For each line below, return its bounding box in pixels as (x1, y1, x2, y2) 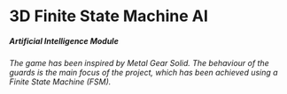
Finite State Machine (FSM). (9, 76, 112, 87)
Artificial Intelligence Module (9, 35, 120, 46)
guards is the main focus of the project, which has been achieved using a (9, 68, 278, 78)
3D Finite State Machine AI (9, 6, 208, 26)
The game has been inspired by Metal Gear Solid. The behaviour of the (9, 58, 270, 69)
